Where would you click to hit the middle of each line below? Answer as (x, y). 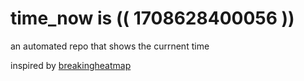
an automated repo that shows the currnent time (110, 46)
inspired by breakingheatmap (71, 65)
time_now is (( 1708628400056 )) (152, 18)
